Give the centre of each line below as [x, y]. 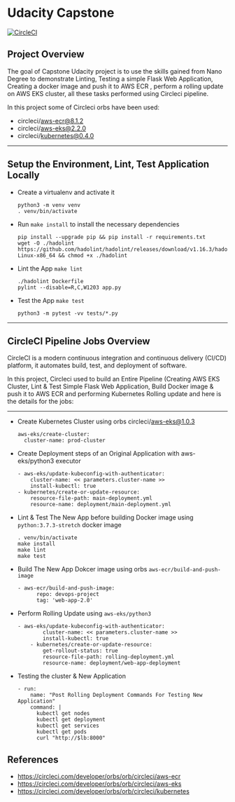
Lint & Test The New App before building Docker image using [105, 517]
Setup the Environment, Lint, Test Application [108, 164]
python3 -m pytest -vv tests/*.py [67, 313]
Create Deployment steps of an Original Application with [98, 454]
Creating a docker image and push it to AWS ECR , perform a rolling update [115, 86]
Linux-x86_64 [36, 255]
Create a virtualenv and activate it [66, 192]
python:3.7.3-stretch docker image [69, 525]
